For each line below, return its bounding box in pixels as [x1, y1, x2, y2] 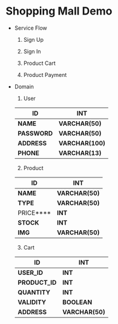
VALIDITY [17, 298, 47, 306]
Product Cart [23, 59, 56, 67]
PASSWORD [17, 129, 53, 137]
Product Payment [23, 71, 67, 78]
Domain [14, 83, 34, 90]
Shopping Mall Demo [5, 4, 113, 18]
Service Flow [14, 24, 48, 31]
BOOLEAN [62, 298, 93, 306]
